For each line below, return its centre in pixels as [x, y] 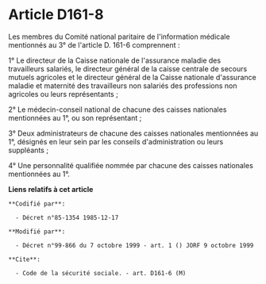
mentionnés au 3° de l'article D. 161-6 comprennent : [94, 44]
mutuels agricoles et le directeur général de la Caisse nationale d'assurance [132, 77]
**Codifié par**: [37, 204]
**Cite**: [25, 259]
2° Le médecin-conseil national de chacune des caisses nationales [118, 109]
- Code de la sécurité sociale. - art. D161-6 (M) [101, 273]
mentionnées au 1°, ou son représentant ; [75, 117]
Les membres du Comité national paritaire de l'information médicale [119, 36]
